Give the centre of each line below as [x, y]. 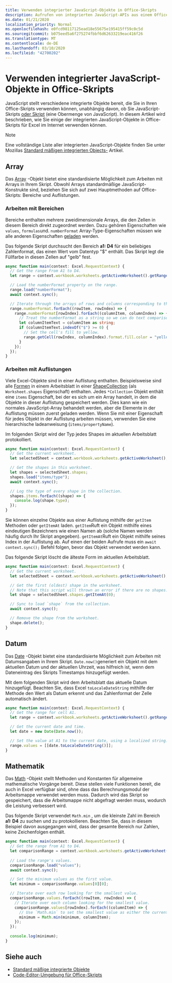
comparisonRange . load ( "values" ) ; [46, 865]
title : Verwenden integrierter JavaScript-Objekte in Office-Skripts [81, 10]
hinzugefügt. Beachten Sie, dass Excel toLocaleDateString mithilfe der [80, 688]
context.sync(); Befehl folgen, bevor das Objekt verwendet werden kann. [83, 547]
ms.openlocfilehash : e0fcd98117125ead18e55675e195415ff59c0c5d [74, 29]
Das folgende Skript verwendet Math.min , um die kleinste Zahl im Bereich [83, 816]
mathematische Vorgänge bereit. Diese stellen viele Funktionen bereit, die [83, 784]
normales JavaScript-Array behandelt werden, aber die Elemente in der [81, 407]
